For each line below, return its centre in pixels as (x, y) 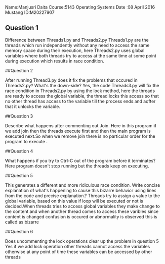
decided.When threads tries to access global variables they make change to (82, 206)
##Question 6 (19, 231)
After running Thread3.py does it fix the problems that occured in (71, 80)
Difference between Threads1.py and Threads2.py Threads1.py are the (77, 40)
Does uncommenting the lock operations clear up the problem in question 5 (82, 241)
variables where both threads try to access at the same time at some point (81, 55)
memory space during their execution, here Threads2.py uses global (75, 50)
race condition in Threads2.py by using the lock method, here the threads (80, 91)
